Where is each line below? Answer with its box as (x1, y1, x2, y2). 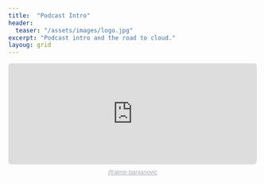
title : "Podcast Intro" (8, 11, 91, 20)
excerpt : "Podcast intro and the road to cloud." (8, 33, 177, 42)
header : (8, 19, 34, 27)
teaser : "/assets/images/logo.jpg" (15, 26, 134, 34)
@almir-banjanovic (107, 168, 157, 177)
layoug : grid (8, 41, 52, 49)
